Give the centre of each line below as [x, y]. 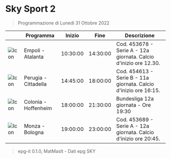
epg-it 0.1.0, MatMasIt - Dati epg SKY [56, 151]
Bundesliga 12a [135, 99]
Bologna [34, 132]
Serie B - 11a [133, 78]
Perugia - [35, 78]
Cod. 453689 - [135, 119]
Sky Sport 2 [31, 9]
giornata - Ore [134, 105]
